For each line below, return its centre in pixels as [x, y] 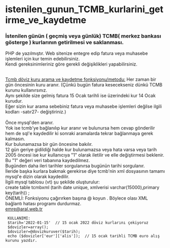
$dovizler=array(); [28, 227]
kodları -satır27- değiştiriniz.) [36, 112]
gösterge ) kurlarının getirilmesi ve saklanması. [64, 43]
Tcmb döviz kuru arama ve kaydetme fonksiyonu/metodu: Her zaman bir [81, 79]
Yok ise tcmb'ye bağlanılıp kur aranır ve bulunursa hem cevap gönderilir [80, 128]
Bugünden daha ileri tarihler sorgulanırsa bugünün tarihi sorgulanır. [75, 166]
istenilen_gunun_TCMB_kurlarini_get [84, 9]
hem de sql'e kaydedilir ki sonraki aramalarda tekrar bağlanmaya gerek [79, 134]
